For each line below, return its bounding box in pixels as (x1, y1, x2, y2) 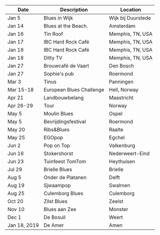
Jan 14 (7, 23, 24, 29)
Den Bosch (109, 62, 134, 69)
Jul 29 (7, 166, 22, 173)
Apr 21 (7, 94, 23, 101)
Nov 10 (7, 206, 25, 212)
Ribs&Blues (43, 126, 70, 133)
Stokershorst (43, 150, 73, 157)
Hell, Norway (109, 86, 139, 93)
